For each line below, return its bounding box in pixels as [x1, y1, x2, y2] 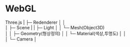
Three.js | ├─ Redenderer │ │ [5, 19, 66, 25]
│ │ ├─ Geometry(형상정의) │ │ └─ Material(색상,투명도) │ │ [5, 30, 126, 36]
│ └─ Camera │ [5, 36, 37, 42]
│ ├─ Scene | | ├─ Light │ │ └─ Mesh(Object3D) [5, 24, 105, 30]
